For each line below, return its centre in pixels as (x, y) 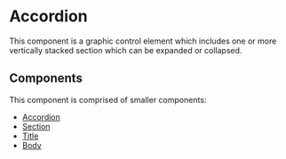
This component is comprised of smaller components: (108, 99)
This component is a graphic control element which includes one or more (143, 41)
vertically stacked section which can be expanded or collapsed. (126, 50)
